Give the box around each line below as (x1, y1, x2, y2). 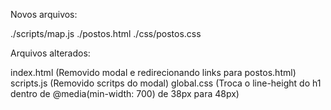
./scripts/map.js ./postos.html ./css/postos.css (10, 28, 202, 39)
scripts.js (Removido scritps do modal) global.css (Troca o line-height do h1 (10, 77, 322, 89)
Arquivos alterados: (10, 47, 91, 59)
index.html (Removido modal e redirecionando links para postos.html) (10, 67, 297, 78)
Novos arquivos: (10, 9, 78, 20)
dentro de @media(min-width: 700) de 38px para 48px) (10, 88, 240, 99)
